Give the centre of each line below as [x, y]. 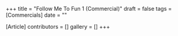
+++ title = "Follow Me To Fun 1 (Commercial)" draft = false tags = [89, 9]
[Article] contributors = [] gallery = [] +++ [58, 27]
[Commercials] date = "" [36, 15]
